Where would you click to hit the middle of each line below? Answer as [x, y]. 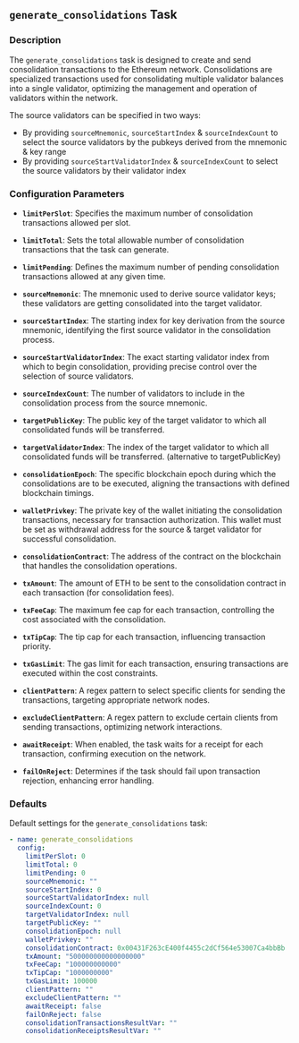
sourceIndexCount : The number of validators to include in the [133, 393]
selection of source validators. [78, 376]
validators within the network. [64, 98]
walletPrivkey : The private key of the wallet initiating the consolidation [152, 510]
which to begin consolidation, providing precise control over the [139, 366]
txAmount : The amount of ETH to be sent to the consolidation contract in [154, 583]
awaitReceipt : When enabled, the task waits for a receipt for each [142, 744]
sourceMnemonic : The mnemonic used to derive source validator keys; [149, 294]
